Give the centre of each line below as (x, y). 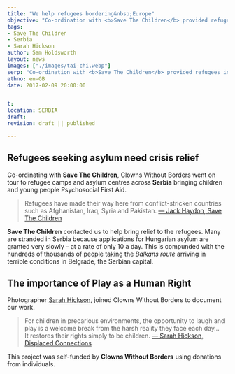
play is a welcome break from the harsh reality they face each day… (122, 329)
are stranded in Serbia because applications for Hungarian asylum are (108, 239)
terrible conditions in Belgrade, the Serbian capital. (80, 261)
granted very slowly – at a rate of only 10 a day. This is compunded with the (116, 246)
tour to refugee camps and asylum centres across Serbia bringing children (115, 182)
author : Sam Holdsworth (42, 53)
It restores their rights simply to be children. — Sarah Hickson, (114, 336)
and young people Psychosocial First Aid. (67, 189)
